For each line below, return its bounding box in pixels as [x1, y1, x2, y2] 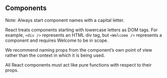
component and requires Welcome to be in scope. [5, 37, 109, 43]
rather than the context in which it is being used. [5, 52, 105, 58]
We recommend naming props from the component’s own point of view [5, 47, 152, 53]
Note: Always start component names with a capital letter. [5, 17, 124, 23]
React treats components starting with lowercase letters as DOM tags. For [5, 27, 158, 33]
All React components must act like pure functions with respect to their [5, 62, 152, 68]
